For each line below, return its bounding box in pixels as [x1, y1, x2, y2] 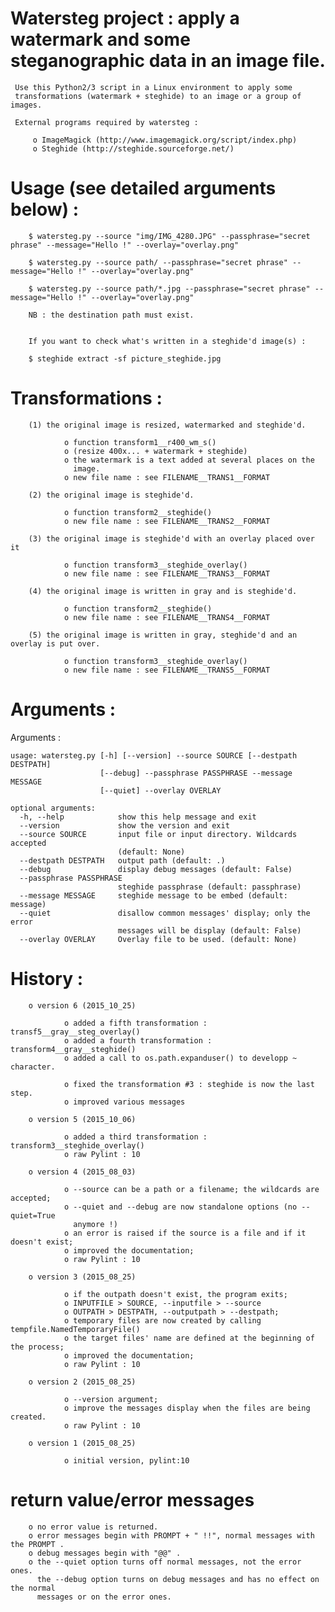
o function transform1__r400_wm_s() [63, 437, 217, 447]
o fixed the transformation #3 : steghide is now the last [63, 1079, 315, 1089]
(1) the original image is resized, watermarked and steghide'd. [28, 420, 307, 430]
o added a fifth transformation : [63, 1018, 208, 1028]
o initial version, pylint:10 [63, 1455, 190, 1466]
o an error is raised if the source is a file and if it [63, 1228, 307, 1238]
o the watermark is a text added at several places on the [63, 455, 315, 465]
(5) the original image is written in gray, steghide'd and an [28, 630, 298, 640]
